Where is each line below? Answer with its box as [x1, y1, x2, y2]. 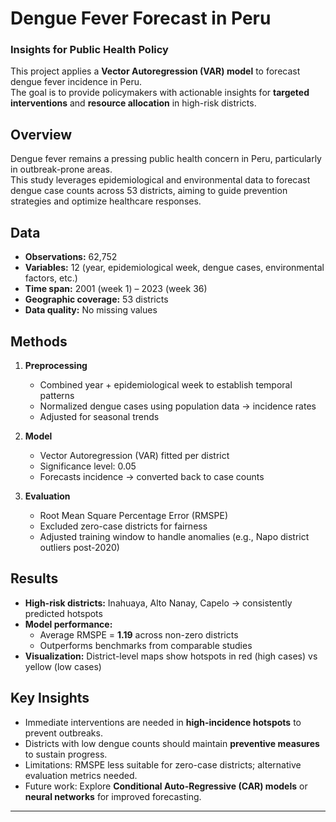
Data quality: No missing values [24, 304, 158, 316]
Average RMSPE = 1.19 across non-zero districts [39, 628, 239, 641]
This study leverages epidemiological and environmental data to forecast [10, 174, 311, 186]
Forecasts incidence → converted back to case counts [39, 470, 265, 482]
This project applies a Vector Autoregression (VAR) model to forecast [10, 65, 301, 77]
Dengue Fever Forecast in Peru [10, 7, 272, 30]
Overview [10, 126, 73, 143]
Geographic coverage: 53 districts [24, 293, 169, 306]
